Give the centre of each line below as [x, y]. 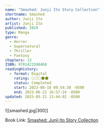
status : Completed [33, 83]
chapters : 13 [18, 60]
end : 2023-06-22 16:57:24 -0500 [47, 92]
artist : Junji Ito [24, 23]
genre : [12, 37]
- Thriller [21, 51]
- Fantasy [19, 55]
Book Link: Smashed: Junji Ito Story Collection [52, 120]
